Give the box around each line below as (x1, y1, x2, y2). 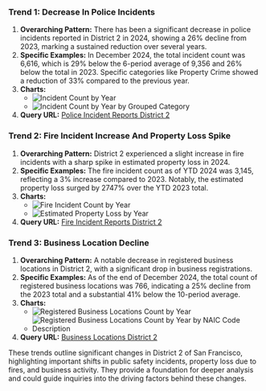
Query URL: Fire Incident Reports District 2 (19, 216, 162, 227)
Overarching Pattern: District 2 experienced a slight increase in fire (19, 148, 244, 158)
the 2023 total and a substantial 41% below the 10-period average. (19, 289, 241, 299)
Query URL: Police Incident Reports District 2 (19, 110, 170, 120)
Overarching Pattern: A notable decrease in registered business (19, 255, 234, 265)
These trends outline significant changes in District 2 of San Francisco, (8, 348, 243, 357)
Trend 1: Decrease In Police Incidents (8, 6, 155, 18)
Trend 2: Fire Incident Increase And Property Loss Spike (8, 130, 231, 142)
